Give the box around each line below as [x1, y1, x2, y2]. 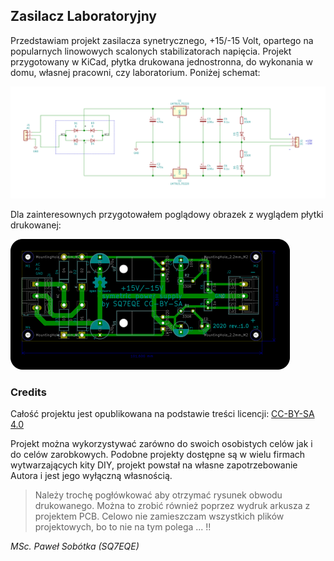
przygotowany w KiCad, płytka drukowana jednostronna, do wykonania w [10, 55, 313, 68]
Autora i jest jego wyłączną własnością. [10, 470, 173, 482]
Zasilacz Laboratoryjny [10, 8, 157, 25]
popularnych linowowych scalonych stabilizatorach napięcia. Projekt [10, 45, 292, 57]
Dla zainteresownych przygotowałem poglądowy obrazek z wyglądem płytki [10, 208, 324, 220]
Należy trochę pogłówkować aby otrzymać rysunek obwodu [34, 489, 283, 501]
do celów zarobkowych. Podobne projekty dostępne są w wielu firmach [10, 449, 306, 461]
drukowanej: [10, 219, 62, 231]
